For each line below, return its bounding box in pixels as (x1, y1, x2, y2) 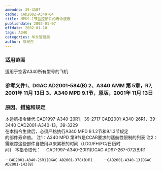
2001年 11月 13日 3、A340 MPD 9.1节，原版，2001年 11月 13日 (5, 89, 153, 96)
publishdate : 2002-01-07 (5, 21, 56, 26)
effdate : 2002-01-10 (5, 26, 48, 31)
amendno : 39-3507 (5, 7, 41, 12)
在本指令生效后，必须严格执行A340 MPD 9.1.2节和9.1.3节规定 (5, 129, 129, 135)
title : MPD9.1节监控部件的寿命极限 (5, 16, 70, 21)
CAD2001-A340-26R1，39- (101, 116, 158, 122)
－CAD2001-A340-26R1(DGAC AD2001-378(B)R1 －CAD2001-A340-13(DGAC (5, 158, 152, 163)
